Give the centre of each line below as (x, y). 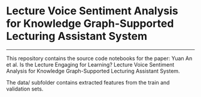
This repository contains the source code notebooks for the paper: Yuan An (99, 58)
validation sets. (25, 89)
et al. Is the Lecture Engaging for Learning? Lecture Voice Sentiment (90, 64)
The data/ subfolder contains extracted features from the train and (88, 82)
